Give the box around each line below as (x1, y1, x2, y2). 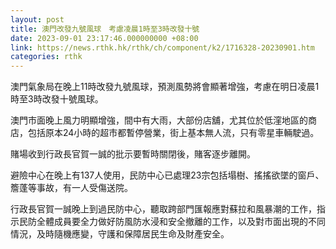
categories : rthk (10, 52, 83, 62)
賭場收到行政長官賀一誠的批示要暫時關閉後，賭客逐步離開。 (10, 148, 256, 160)
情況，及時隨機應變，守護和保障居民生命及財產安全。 (10, 228, 230, 240)
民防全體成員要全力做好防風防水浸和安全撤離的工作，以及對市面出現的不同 (18, 216, 326, 228)
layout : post (10, 14, 65, 25)
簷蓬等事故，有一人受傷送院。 (10, 182, 133, 194)
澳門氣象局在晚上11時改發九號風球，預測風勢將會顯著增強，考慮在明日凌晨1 (10, 81, 320, 93)
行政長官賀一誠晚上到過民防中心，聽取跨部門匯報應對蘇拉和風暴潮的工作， (10, 203, 317, 215)
